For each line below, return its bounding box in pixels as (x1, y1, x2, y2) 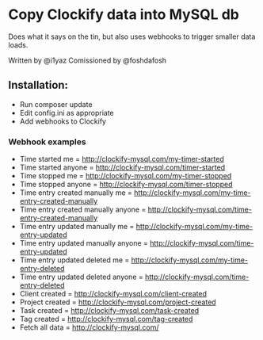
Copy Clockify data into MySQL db (8, 6, 239, 24)
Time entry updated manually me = (19, 222, 135, 231)
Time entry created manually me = (19, 188, 133, 197)
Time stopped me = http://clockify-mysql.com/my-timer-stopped (19, 171, 232, 181)
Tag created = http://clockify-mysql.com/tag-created (19, 315, 193, 324)
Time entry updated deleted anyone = (19, 272, 144, 282)
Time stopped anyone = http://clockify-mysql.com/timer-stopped (19, 180, 233, 189)
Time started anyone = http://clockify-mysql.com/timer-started (19, 162, 226, 172)
